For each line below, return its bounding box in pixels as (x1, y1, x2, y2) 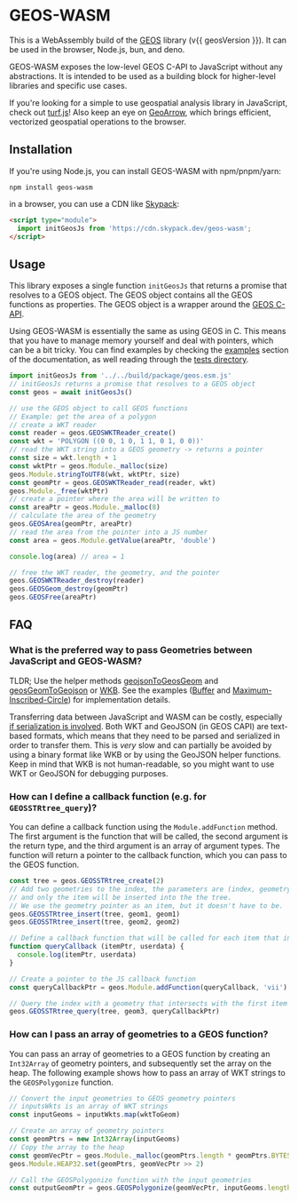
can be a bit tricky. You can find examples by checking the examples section (9, 345, 289, 355)
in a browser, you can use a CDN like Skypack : (9, 198, 180, 209)
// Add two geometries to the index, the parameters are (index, (9, 885, 255, 894)
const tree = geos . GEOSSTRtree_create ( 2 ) (9, 877, 165, 886)
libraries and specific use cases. (9, 80, 128, 91)
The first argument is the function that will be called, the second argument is (9, 831, 288, 842)
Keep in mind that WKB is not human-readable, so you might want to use (9, 759, 275, 769)
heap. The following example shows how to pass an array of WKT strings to (9, 1067, 286, 1078)
